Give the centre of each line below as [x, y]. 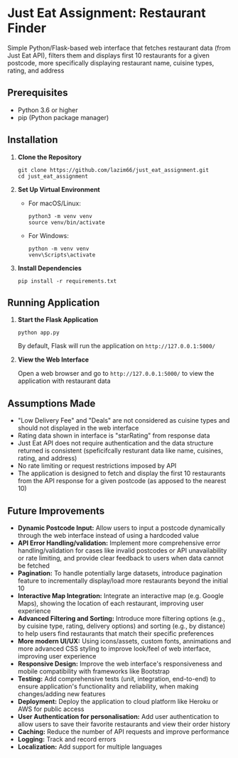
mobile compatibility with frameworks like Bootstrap [94, 671]
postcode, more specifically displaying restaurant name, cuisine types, [111, 63]
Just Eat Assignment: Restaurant [107, 13]
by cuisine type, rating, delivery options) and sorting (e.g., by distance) [121, 626]
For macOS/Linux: [55, 203]
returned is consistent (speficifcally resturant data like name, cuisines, [120, 451]
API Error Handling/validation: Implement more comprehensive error [119, 543]
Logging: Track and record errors [67, 739]
